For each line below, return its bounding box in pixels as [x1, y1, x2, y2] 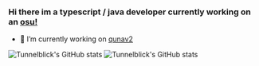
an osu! [8, 16, 38, 27]
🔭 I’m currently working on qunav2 [19, 34, 134, 44]
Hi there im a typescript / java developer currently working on [8, 6, 251, 17]
